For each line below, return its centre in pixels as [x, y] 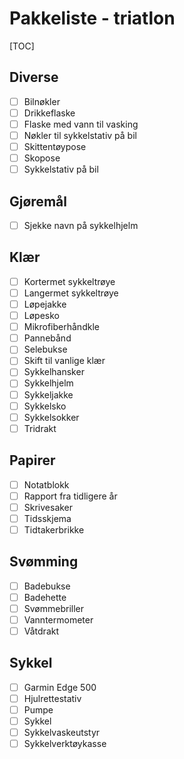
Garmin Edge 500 [60, 687]
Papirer [32, 460]
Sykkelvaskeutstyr [62, 733]
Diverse [34, 77]
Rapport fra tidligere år [70, 496]
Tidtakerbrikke [54, 529]
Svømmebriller [54, 608]
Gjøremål [38, 201]
